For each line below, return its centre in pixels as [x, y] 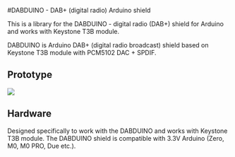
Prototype [30, 75]
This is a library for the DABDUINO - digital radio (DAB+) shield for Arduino [116, 24]
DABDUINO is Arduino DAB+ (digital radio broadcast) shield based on [108, 45]
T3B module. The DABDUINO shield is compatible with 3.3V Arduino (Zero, [116, 138]
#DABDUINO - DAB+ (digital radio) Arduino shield [79, 10]
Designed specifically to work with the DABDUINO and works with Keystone [117, 131]
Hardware [29, 114]
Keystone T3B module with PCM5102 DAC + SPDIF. [82, 53]
